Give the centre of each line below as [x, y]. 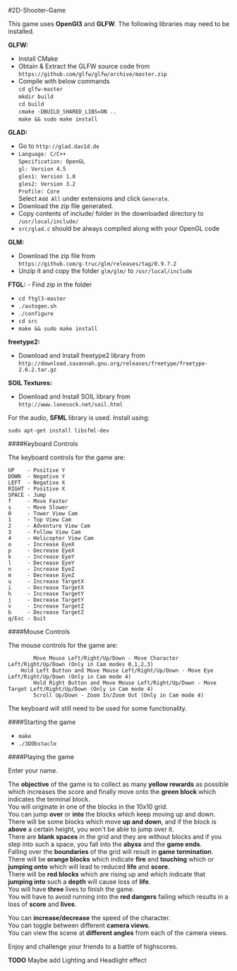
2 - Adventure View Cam [49, 526]
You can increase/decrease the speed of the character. [89, 918]
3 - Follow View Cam [44, 532]
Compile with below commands [64, 81]
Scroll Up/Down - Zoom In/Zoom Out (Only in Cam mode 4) [119, 695]
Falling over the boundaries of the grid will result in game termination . [111, 852]
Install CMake [38, 59]
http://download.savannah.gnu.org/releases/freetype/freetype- [113, 363]
